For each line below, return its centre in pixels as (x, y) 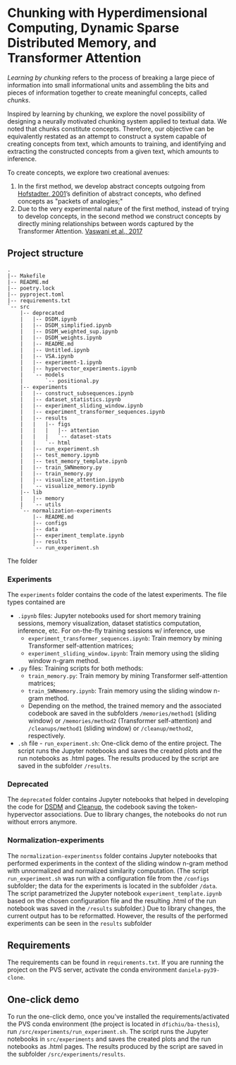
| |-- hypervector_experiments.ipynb (79, 369)
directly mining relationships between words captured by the (106, 223)
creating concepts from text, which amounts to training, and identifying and (117, 143)
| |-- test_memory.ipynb (60, 455)
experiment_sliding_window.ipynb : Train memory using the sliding (124, 653)
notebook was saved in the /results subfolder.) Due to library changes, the (117, 908)
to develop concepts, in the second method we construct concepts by (119, 216)
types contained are (36, 602)
